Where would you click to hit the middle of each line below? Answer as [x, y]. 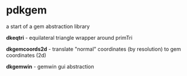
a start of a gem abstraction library [48, 26]
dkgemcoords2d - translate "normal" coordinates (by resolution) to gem [93, 49]
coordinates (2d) [26, 55]
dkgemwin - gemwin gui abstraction [50, 66]
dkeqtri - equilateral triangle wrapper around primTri [69, 37]
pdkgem [26, 10]
